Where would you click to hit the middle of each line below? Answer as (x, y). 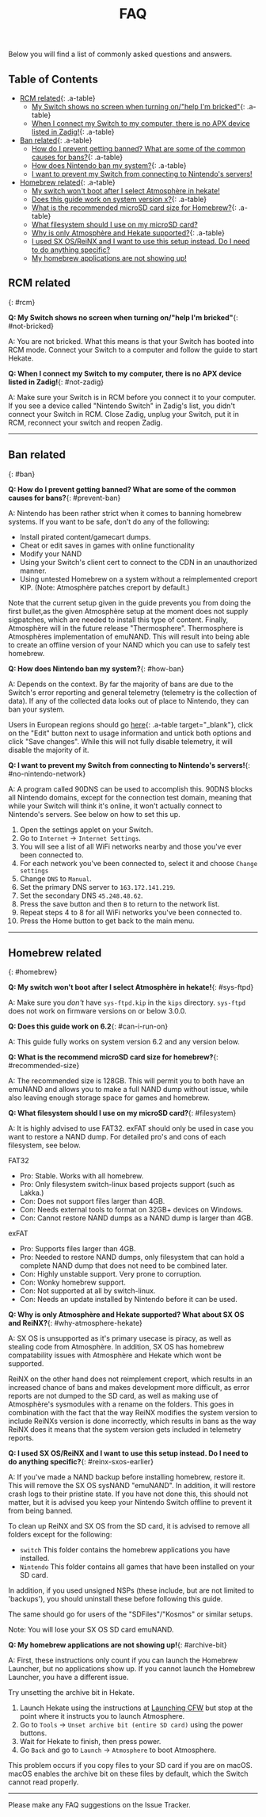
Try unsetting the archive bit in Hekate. (72, 1693)
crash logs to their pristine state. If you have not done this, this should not (128, 1494)
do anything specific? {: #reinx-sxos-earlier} (81, 1462)
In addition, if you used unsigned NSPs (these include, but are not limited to (131, 1590)
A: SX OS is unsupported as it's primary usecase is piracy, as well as (120, 1338)
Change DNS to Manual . (56, 878)
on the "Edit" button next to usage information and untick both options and (130, 733)
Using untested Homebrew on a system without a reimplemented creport (139, 578)
